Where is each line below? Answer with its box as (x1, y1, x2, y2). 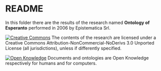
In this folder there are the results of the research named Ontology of (5, 19, 150, 25)
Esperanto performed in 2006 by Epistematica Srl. (5, 24, 111, 30)
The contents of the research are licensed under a (51, 34, 156, 40)
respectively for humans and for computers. (5, 60, 97, 66)
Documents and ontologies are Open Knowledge (47, 54, 149, 60)
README (5, 3, 44, 14)
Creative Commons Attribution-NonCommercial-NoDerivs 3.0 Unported (5, 39, 154, 45)
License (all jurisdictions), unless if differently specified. (5, 45, 122, 51)
